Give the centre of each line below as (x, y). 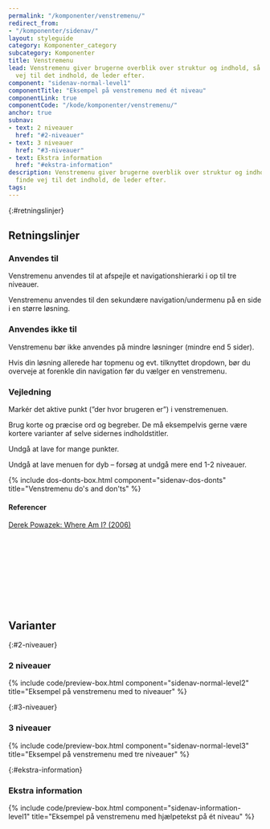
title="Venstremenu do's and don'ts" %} (75, 489)
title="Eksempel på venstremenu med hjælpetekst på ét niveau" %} (143, 816)
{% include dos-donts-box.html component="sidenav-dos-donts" (117, 480)
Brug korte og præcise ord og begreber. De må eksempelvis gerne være (128, 425)
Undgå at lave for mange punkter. (64, 449)
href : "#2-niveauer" (50, 135)
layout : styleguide (41, 38)
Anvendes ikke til (43, 329)
